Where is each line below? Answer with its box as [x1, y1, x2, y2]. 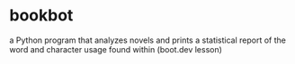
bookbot [9, 5, 74, 26]
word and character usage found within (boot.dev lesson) [9, 44, 223, 54]
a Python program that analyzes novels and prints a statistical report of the [9, 35, 286, 45]
